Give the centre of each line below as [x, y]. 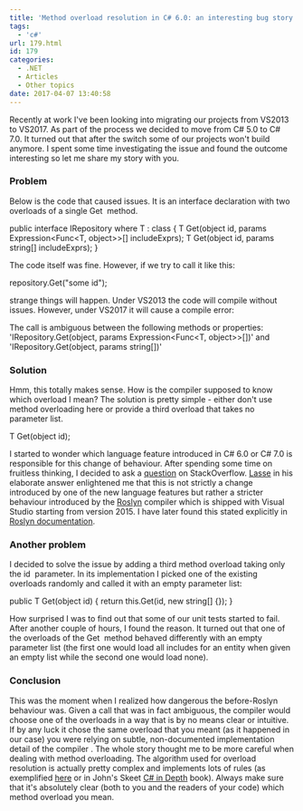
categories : [32, 60]
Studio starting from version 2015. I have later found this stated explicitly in [148, 512]
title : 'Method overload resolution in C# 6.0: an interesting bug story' [153, 18]
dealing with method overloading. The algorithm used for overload [133, 758]
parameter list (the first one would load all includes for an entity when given [150, 648]
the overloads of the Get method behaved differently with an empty [136, 638]
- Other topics [46, 85]
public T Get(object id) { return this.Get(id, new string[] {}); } [121, 601]
